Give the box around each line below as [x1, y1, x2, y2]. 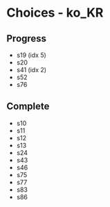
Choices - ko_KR [6, 5, 104, 21]
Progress [6, 33, 46, 44]
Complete [6, 101, 50, 113]
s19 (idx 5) [16, 51, 46, 59]
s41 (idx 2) [16, 66, 46, 74]
